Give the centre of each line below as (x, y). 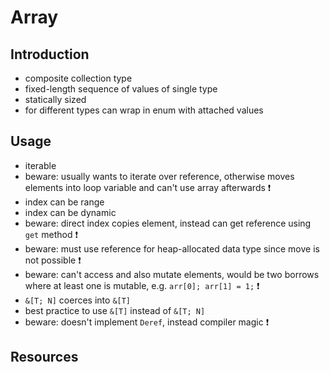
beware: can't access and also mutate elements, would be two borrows (172, 274)
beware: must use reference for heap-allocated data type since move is (172, 248)
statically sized (55, 99)
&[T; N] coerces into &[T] (78, 300)
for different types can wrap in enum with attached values (144, 110)
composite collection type (78, 78)
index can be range (64, 202)
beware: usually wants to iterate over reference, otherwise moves (159, 176)
